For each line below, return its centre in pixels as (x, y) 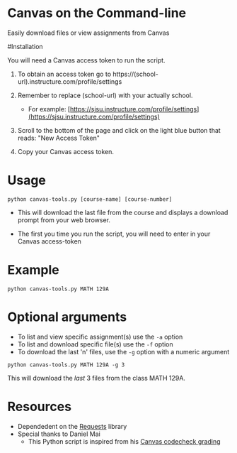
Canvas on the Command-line (97, 13)
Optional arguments (67, 317)
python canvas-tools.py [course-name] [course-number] (90, 199)
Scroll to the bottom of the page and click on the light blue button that (119, 130)
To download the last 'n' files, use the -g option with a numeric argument (123, 351)
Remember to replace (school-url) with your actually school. (105, 95)
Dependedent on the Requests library (72, 426)
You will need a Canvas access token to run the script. (86, 60)
